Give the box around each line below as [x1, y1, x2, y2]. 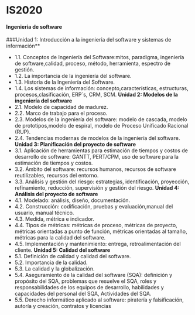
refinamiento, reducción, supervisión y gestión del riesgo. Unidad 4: [14, 184, 180, 191]
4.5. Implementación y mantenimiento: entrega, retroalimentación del [14, 241, 181, 248]
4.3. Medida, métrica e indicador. [14, 215, 95, 222]
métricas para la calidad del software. [14, 234, 106, 241]
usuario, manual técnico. [14, 209, 74, 217]
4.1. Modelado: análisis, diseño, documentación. [14, 197, 131, 204]
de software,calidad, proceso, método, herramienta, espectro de [14, 60, 171, 67]
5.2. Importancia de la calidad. [14, 259, 88, 266]
